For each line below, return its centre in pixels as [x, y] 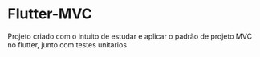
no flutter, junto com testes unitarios [67, 44]
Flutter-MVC [50, 14]
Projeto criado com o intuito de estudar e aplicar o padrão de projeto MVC [130, 36]
